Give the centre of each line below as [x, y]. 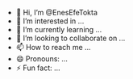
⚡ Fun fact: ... [38, 68]
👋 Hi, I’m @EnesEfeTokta [57, 12]
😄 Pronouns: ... [42, 59]
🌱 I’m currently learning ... [59, 29]
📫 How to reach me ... [53, 47]
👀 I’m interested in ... [50, 21]
